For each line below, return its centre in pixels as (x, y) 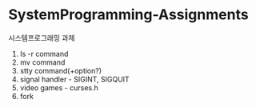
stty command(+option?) (61, 70)
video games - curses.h (59, 87)
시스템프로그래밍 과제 (42, 38)
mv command (42, 62)
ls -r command (44, 53)
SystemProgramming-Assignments (129, 15)
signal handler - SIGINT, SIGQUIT (74, 79)
